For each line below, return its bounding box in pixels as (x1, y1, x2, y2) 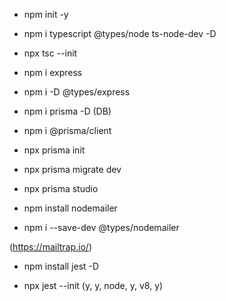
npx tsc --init (23, 47, 78, 59)
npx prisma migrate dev (23, 164, 122, 175)
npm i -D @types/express (23, 86, 131, 98)
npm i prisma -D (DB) (23, 105, 112, 117)
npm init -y (23, 9, 69, 20)
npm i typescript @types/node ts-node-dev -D (23, 28, 217, 39)
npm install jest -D (23, 260, 100, 272)
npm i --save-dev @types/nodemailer (23, 222, 180, 233)
